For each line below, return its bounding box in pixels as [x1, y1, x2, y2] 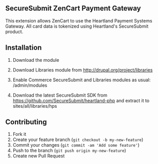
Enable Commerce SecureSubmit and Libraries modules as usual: [12, 77, 151, 83]
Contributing [5, 118, 47, 127]
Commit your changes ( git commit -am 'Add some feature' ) [12, 142, 140, 148]
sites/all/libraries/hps [12, 103, 57, 109]
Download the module [12, 57, 60, 63]
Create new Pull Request [12, 153, 65, 159]
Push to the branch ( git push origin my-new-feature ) [12, 148, 126, 154]
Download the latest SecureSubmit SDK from [12, 92, 107, 98]
